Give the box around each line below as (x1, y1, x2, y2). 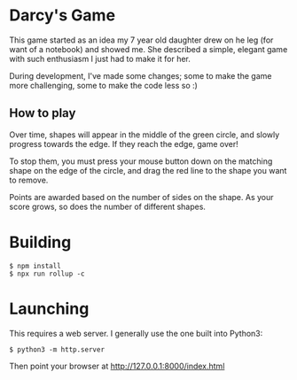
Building (9, 232, 72, 252)
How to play (9, 105, 76, 120)
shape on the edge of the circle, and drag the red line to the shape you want (9, 165, 287, 175)
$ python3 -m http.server (9, 345, 105, 354)
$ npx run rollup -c (9, 269, 86, 278)
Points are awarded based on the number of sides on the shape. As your (9, 191, 274, 202)
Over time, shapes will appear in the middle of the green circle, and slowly (9, 129, 280, 140)
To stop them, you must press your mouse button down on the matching (9, 156, 273, 167)
